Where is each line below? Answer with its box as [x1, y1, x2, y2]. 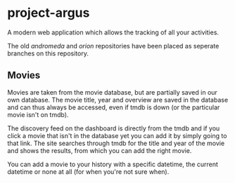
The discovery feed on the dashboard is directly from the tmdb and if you [7, 124, 220, 133]
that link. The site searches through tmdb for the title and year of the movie [7, 139, 225, 147]
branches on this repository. [7, 49, 89, 57]
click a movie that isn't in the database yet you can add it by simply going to [7, 131, 227, 140]
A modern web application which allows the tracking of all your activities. [7, 28, 220, 36]
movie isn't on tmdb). [7, 110, 69, 118]
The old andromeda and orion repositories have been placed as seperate [7, 41, 220, 50]
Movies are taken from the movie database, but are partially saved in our [7, 88, 218, 96]
